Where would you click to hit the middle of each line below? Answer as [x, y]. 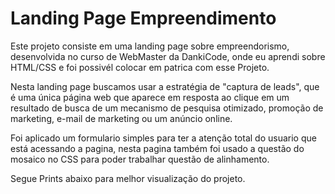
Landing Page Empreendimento [143, 18]
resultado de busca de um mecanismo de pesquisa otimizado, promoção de [167, 108]
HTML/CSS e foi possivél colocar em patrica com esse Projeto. [140, 67]
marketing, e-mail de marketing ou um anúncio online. [121, 118]
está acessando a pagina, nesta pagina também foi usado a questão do [157, 148]
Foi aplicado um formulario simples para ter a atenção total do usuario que [163, 138]
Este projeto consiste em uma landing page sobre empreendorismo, [150, 46]
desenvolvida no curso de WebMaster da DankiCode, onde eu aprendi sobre [168, 56]
